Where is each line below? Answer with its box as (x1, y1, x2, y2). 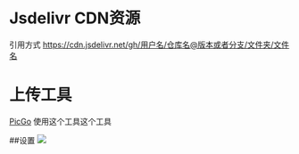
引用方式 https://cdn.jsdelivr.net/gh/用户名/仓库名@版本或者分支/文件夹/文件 (9, 39, 290, 50)
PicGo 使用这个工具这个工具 (9, 116, 112, 126)
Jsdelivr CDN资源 (9, 8, 141, 28)
